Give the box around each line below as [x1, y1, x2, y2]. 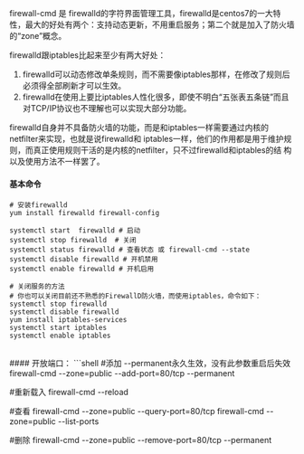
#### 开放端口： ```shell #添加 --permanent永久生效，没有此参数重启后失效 [9, 358, 291, 369]
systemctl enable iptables [9, 331, 111, 341]
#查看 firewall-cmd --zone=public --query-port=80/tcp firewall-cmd [9, 406, 265, 417]
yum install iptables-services [9, 316, 128, 325]
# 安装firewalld [9, 201, 68, 210]
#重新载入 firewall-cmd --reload [9, 387, 129, 398]
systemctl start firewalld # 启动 [9, 226, 141, 235]
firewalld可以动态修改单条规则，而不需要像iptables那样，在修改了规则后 [22, 69, 290, 80]
